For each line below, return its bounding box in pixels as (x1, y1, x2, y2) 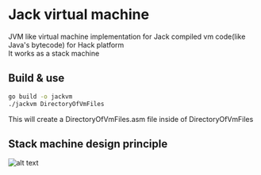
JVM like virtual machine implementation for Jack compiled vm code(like (8, 32, 246, 41)
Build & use (8, 71, 65, 85)
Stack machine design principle (8, 137, 168, 150)
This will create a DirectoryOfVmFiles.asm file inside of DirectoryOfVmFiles (8, 114, 254, 124)
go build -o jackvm (8, 93, 73, 101)
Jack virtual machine (8, 6, 149, 24)
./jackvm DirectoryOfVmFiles (8, 100, 105, 108)
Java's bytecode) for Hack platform (8, 40, 125, 49)
